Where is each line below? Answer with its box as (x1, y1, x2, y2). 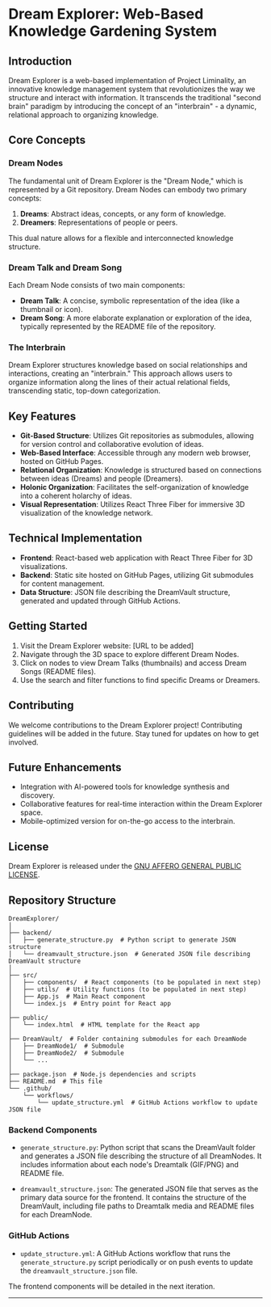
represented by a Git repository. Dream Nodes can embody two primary (8, 184, 248, 194)
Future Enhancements (8, 761, 123, 774)
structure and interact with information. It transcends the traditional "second (8, 93, 261, 102)
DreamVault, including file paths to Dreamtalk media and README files (19, 1201, 255, 1211)
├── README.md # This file (8, 1077, 103, 1086)
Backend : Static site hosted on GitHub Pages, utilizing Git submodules (19, 570, 254, 580)
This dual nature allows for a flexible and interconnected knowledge (8, 233, 234, 242)
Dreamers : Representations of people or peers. (19, 217, 178, 227)
